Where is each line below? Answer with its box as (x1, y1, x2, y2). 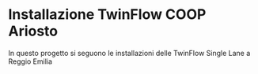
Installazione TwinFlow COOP (8, 6, 207, 24)
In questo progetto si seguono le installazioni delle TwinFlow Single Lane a (8, 48, 251, 57)
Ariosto (8, 22, 59, 40)
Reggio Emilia (8, 57, 53, 66)
